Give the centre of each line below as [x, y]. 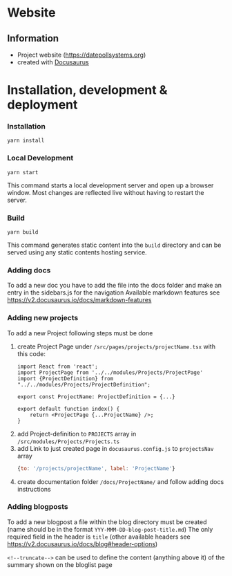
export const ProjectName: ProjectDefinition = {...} [96, 397]
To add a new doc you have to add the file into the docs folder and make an [115, 286]
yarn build [23, 232]
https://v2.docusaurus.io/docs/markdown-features [79, 300]
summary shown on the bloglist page [60, 564]
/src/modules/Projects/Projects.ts [68, 442]
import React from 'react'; [57, 366]
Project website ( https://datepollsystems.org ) [81, 55]
